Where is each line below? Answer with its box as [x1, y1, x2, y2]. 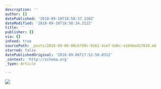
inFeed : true [5, 39, 32, 44]
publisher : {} [5, 30, 34, 35]
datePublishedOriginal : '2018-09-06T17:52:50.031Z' [5, 52, 113, 57]
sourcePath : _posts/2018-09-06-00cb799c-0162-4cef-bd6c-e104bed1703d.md [5, 43, 157, 48]
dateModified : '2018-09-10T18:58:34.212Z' [5, 20, 93, 26]
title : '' [5, 25, 25, 30]
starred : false [5, 48, 36, 53]
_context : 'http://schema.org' [5, 57, 69, 62]
